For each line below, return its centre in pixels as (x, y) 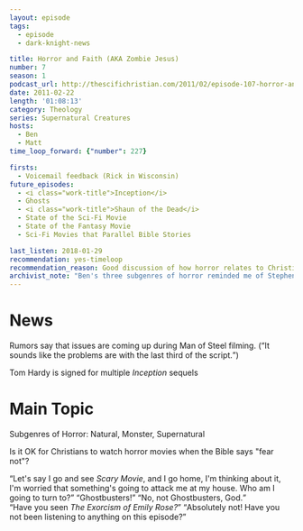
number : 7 (28, 68)
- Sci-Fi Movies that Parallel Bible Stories (105, 234)
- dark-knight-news (54, 43)
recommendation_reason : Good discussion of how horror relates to (137, 268)
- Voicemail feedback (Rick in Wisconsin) (98, 176)
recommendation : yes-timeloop (66, 259)
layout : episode (40, 18)
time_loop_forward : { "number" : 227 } (78, 151)
